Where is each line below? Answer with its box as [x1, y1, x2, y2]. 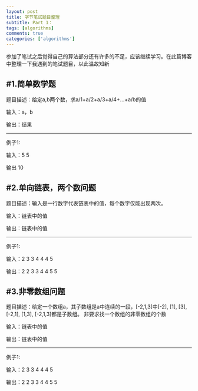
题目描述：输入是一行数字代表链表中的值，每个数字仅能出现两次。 [6, 200, 166, 207]
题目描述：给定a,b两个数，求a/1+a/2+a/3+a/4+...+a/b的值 [6, 95, 146, 103]
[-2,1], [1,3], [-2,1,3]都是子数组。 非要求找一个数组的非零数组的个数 [6, 310, 167, 318]
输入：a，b [6, 108, 34, 115]
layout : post [6, 8, 38, 15]
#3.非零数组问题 [6, 287, 65, 297]
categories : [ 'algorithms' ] [6, 36, 75, 42]
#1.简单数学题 [6, 79, 56, 89]
